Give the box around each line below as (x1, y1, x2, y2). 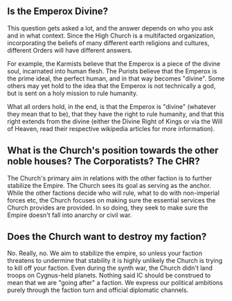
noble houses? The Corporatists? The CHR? (7, 155, 200, 167)
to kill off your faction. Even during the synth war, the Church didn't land (7, 264, 213, 273)
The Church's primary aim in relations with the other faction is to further (7, 173, 213, 182)
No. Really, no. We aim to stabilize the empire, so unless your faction (7, 249, 203, 257)
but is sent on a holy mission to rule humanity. (7, 89, 139, 97)
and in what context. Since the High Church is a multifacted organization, (7, 31, 216, 40)
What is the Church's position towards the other (7, 145, 219, 157)
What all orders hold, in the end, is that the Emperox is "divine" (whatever (7, 102, 216, 110)
